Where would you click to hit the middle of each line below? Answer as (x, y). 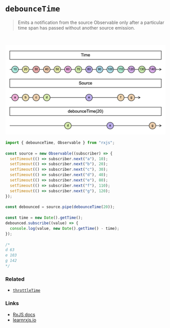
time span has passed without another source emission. (76, 27)
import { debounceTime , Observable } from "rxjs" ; (60, 142)
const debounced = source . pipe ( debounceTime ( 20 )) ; (60, 207)
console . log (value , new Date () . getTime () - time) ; (65, 228)
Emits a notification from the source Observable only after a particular (91, 22)
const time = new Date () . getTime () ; (44, 218)
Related (15, 279)
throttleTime (26, 291)
